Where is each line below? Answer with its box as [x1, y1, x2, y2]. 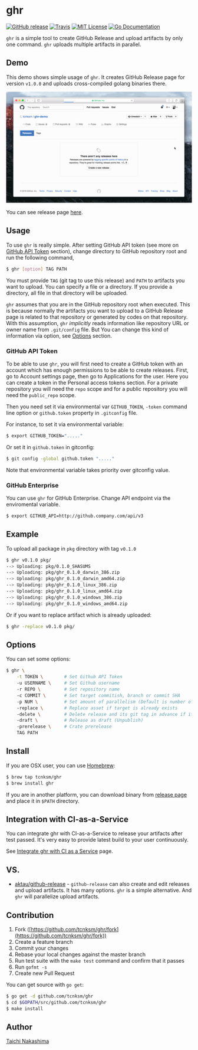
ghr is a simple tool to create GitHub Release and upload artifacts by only [6, 34, 183, 41]
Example [6, 529, 39, 539]
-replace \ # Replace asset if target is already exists [16, 705, 178, 711]
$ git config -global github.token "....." [6, 456, 115, 462]
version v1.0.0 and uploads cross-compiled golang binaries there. [6, 80, 167, 87]
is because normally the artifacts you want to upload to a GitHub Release [6, 307, 183, 314]
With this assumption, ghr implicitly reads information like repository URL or [6, 319, 190, 326]
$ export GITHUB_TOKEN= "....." [6, 433, 83, 439]
